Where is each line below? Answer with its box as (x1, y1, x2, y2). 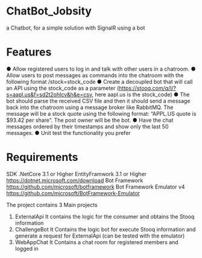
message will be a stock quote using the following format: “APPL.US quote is (6, 110, 197, 117)
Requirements (6, 151, 78, 164)
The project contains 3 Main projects (6, 201, 98, 209)
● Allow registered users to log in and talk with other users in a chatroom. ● (6, 65, 196, 72)
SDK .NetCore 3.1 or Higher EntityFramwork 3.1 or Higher (6, 170, 147, 177)
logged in (14, 245, 39, 252)
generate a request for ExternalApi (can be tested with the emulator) (14, 232, 185, 239)
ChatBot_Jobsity (6, 4, 92, 18)
